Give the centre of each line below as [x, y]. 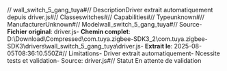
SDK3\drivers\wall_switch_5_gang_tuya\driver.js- [75, 46]
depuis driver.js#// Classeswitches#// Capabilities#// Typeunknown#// [106, 17]
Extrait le [158, 46]
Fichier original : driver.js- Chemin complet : [69, 31]
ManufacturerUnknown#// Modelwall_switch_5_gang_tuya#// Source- [105, 24]
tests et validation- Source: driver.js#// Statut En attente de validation [104, 60]
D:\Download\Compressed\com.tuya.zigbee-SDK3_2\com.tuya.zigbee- [107, 39]
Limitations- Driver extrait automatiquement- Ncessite [144, 53]
